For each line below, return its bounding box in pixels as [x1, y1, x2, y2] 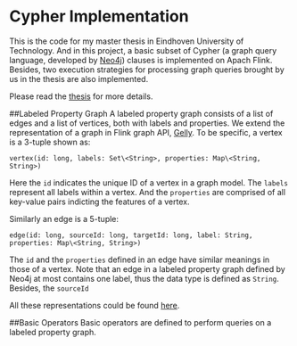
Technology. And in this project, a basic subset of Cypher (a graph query [9, 45, 277, 55]
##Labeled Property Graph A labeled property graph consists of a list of [9, 108, 274, 119]
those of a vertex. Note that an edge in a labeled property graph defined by [9, 263, 285, 274]
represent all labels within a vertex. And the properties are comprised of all [9, 186, 286, 197]
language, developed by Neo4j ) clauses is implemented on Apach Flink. [9, 54, 273, 65]
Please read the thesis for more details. [9, 91, 153, 102]
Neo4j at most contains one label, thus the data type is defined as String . [9, 273, 279, 284]
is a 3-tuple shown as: [9, 136, 91, 147]
